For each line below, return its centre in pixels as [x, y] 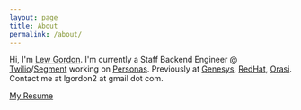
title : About [34, 26]
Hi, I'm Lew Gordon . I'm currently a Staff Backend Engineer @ [124, 60]
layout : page [34, 17]
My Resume [31, 96]
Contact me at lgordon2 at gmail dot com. [86, 79]
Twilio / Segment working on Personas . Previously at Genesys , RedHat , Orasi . [150, 69]
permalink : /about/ [46, 34]
